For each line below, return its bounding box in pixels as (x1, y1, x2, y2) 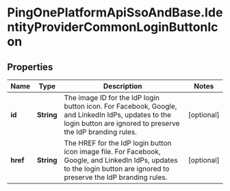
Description (103, 81, 142, 90)
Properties (7, 61, 53, 73)
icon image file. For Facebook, (64, 147, 161, 156)
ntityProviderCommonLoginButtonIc (7, 19, 218, 35)
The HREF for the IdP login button (64, 138, 172, 148)
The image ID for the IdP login (64, 93, 159, 102)
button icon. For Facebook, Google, (64, 101, 177, 111)
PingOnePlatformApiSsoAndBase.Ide (7, 5, 223, 21)
